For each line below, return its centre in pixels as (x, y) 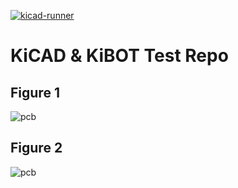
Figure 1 (35, 92)
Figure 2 (36, 148)
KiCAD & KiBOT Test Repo (119, 56)
